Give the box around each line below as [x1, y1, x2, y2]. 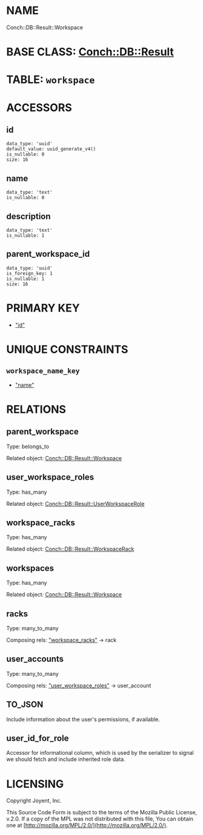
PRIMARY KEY [6, 301, 80, 315]
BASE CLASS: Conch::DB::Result [6, 45, 175, 59]
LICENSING [6, 777, 64, 791]
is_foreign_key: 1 [6, 270, 53, 276]
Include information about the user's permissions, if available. [6, 715, 161, 723]
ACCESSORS [6, 101, 73, 114]
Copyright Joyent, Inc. [6, 797, 62, 805]
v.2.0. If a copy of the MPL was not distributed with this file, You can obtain [6, 815, 194, 823]
